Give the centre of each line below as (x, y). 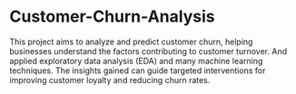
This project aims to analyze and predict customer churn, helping (131, 42)
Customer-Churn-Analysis (112, 17)
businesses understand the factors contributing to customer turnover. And (148, 51)
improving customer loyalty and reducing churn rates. (110, 80)
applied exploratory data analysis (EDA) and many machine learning (136, 61)
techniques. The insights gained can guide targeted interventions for (138, 70)
